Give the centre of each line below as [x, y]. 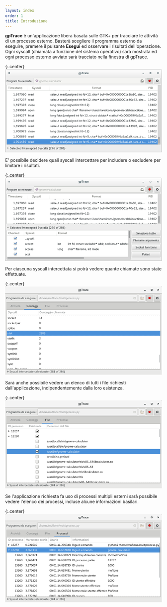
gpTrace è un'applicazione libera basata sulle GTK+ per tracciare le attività [82, 36]
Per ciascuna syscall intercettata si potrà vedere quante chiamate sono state [83, 269]
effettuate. [16, 274]
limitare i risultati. [23, 166]
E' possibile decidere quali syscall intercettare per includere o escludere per [83, 160]
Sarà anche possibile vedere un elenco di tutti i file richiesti [66, 382]
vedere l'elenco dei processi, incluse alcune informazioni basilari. [72, 502]
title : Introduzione [27, 21]
